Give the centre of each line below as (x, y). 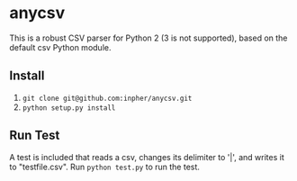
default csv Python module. (60, 47)
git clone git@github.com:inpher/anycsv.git (107, 98)
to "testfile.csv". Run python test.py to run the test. (105, 167)
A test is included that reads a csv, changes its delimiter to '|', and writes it (147, 157)
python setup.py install (69, 108)
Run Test (35, 136)
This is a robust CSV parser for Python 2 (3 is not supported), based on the (148, 38)
